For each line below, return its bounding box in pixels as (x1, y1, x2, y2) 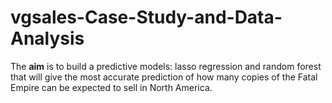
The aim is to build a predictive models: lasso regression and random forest (10, 60, 322, 72)
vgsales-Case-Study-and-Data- (10, 6, 283, 29)
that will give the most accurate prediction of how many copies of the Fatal (10, 71, 318, 83)
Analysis (10, 27, 85, 50)
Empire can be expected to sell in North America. (10, 81, 213, 93)
